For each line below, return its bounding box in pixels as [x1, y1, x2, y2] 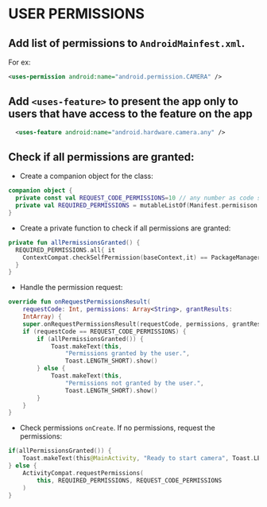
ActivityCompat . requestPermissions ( [22, 469, 145, 477]
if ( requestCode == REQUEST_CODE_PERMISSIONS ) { [22, 327, 187, 335]
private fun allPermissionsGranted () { [8, 238, 141, 246]
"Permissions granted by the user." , [64, 350, 191, 358]
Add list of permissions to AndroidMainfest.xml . [8, 37, 246, 50]
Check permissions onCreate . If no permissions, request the [19, 423, 216, 433]
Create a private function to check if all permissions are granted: [19, 223, 231, 233]
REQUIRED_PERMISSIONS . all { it [15, 246, 115, 254]
